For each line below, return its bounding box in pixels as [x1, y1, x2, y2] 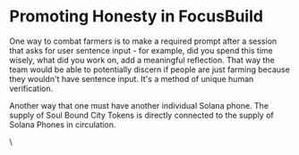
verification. [9, 83, 54, 94]
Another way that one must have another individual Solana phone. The [9, 100, 269, 110]
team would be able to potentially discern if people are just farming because [9, 64, 291, 75]
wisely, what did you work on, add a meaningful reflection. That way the [9, 54, 275, 65]
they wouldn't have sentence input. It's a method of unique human [9, 73, 254, 84]
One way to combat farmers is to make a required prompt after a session [9, 36, 278, 46]
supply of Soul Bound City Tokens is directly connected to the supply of [9, 110, 275, 120]
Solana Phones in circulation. [9, 118, 116, 130]
